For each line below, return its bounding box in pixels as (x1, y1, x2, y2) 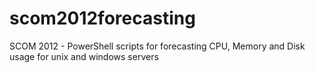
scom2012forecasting (9, 7, 196, 30)
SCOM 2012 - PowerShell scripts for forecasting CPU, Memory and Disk (9, 40, 306, 52)
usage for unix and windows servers (9, 50, 159, 62)
